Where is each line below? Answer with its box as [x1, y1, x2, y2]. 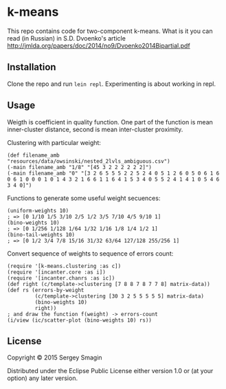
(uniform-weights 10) [7, 207, 69, 214]
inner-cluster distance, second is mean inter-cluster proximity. [7, 125, 183, 133]
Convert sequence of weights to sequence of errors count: [7, 249, 174, 258]
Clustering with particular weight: [7, 138, 102, 146]
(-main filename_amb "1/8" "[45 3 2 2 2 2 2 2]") [7, 164, 152, 170]
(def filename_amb [7, 152, 60, 159]
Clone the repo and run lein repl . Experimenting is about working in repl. [7, 80, 216, 88]
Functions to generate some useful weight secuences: [7, 194, 161, 202]
